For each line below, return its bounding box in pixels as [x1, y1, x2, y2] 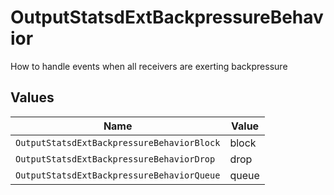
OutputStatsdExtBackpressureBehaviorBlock [15, 137, 221, 148]
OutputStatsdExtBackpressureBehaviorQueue [15, 169, 221, 181]
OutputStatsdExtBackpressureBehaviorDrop [15, 153, 216, 165]
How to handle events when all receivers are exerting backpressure [10, 60, 288, 72]
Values [10, 89, 55, 106]
